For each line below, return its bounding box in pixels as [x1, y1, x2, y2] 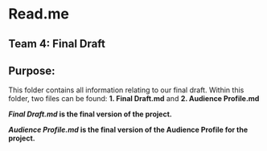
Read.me [8, 5, 70, 23]
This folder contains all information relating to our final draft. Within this [8, 85, 244, 95]
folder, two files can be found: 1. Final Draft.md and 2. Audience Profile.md [8, 94, 260, 104]
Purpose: [8, 63, 55, 77]
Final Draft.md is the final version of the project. [8, 109, 173, 119]
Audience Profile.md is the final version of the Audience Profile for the [8, 125, 249, 135]
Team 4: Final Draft [8, 37, 106, 51]
